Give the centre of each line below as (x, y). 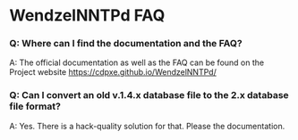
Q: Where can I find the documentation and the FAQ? (126, 44)
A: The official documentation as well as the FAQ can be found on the (137, 62)
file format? (35, 106)
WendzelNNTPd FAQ (87, 16)
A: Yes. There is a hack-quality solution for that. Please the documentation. (147, 126)
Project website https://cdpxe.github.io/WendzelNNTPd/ (113, 72)
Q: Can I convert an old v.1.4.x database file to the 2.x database (149, 95)
